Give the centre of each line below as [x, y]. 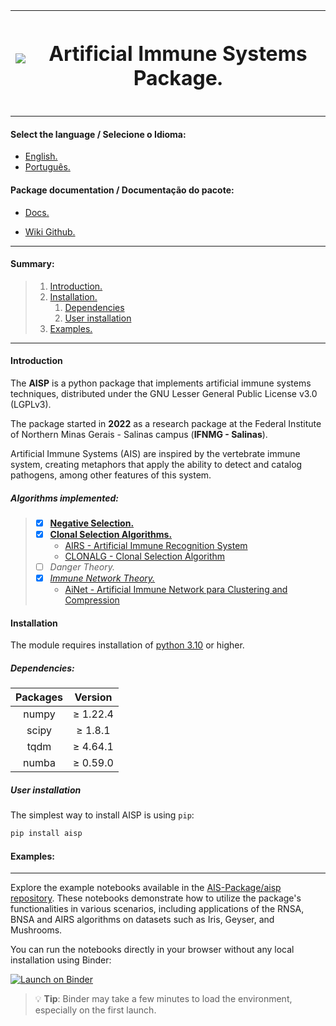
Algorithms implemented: [65, 498]
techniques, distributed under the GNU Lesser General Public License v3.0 [164, 394]
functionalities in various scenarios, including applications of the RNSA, [157, 909]
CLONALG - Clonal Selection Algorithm [145, 556]
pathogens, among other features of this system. [111, 475]
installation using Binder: [61, 960]
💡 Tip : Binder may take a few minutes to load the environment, [163, 999]
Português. [47, 167]
